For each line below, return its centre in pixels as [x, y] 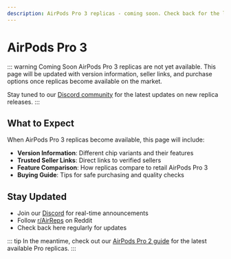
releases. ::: [23, 102]
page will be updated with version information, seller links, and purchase [110, 74]
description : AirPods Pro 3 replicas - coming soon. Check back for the [113, 13]
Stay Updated [37, 196]
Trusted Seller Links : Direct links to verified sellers [89, 160]
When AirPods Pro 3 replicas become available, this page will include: [106, 140]
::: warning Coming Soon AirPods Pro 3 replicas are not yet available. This [112, 67]
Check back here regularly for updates [72, 228]
